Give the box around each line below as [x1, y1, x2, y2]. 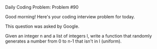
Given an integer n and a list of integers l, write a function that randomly [5, 33, 153, 39]
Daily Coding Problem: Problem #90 [5, 4, 78, 10]
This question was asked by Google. [5, 23, 79, 29]
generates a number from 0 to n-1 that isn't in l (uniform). [5, 38, 122, 44]
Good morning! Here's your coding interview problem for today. [5, 14, 135, 19]
